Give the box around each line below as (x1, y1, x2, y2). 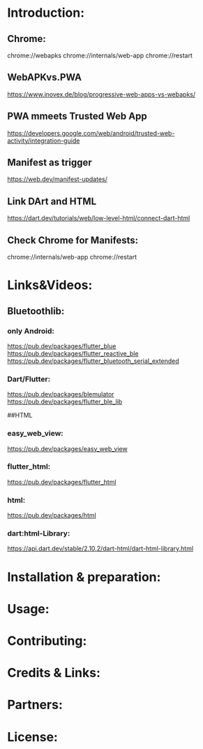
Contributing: (7, 633, 87, 648)
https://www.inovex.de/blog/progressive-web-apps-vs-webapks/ (7, 90, 196, 99)
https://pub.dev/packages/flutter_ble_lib (7, 397, 123, 406)
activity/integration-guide (7, 136, 80, 145)
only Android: (7, 326, 54, 336)
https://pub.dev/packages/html (7, 511, 96, 520)
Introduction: (7, 5, 85, 21)
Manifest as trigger (7, 157, 92, 169)
